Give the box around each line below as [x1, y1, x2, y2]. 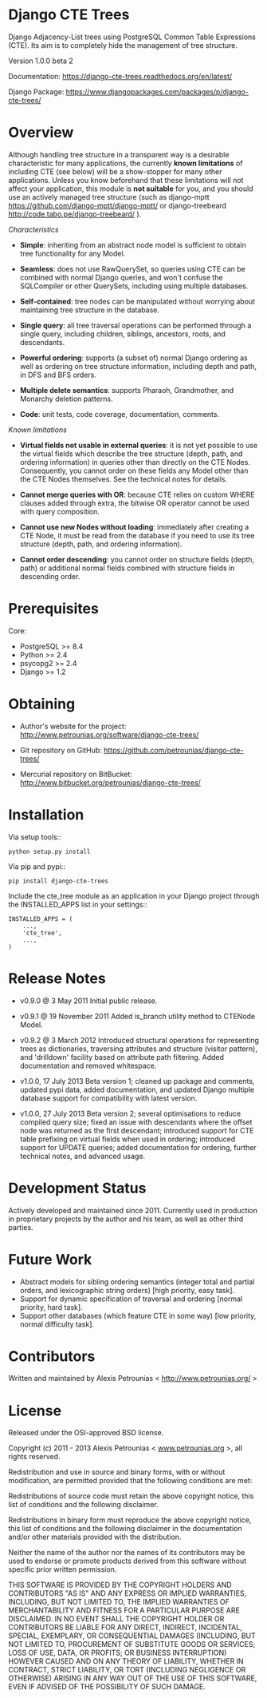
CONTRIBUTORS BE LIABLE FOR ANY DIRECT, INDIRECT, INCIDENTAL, [8, 1623, 243, 1633]
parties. [8, 1222, 33, 1232]
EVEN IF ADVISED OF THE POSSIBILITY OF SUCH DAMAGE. [8, 1682, 206, 1692]
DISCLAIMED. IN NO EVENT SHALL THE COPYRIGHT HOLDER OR [8, 1614, 225, 1624]
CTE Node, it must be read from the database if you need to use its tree [19, 530, 255, 540]
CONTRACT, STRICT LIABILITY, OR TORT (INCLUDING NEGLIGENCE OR [8, 1665, 246, 1675]
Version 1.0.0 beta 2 [8, 56, 73, 65]
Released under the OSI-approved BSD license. [8, 1428, 164, 1438]
